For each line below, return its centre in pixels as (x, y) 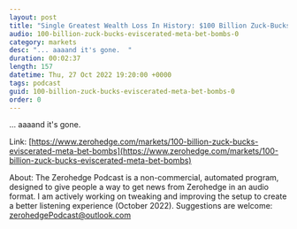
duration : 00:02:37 (45, 58)
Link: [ (21, 141)
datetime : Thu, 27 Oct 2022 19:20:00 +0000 (91, 75)
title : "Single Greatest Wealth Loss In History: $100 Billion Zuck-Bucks (150, 26)
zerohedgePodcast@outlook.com (70, 215)
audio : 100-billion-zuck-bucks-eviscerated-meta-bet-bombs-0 (124, 34)
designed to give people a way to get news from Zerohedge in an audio (139, 187)
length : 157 (31, 67)
